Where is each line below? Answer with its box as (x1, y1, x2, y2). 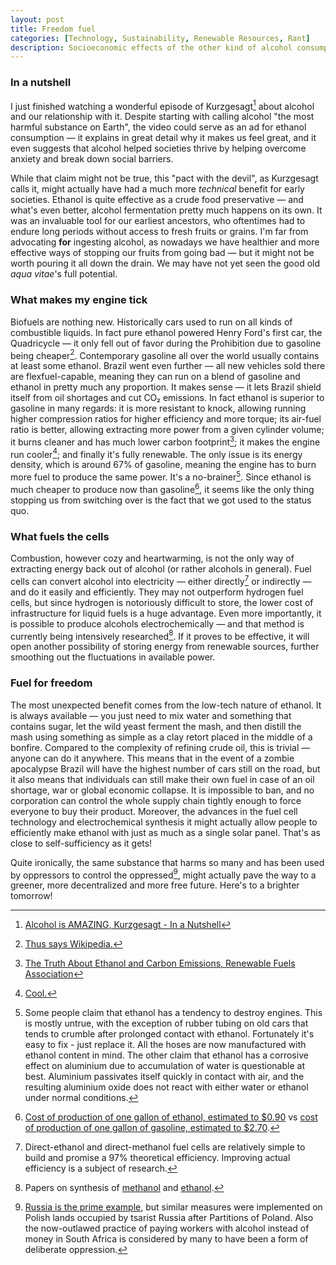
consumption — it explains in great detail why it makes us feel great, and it (10, 132, 317, 144)
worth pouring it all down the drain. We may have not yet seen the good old (10, 257, 321, 270)
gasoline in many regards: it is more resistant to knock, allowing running (10, 402, 307, 415)
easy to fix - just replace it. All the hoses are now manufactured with (24, 1039, 307, 1051)
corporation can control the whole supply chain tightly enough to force (10, 794, 302, 806)
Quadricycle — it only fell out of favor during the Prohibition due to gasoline (10, 337, 322, 349)
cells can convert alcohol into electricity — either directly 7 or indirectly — (10, 574, 312, 587)
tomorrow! (10, 890, 53, 902)
